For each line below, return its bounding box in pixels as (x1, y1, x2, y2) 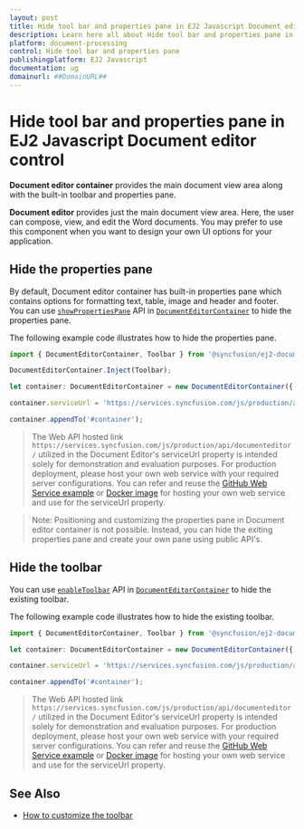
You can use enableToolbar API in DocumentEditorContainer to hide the (9, 584, 271, 595)
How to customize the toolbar (22, 810, 133, 820)
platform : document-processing (9, 38, 128, 48)
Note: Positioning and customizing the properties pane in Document (31, 514, 285, 525)
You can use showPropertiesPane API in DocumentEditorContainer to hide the (9, 305, 292, 316)
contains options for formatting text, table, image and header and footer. (9, 295, 279, 306)
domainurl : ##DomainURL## (9, 72, 107, 81)
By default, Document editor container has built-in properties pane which (9, 286, 282, 297)
